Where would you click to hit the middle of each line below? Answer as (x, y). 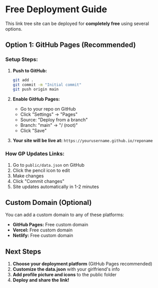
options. (14, 29)
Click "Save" (33, 130)
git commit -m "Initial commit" (47, 85)
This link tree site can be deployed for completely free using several (77, 23)
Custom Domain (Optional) (48, 202)
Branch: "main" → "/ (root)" (49, 125)
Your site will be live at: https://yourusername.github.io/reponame (83, 141)
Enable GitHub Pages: (36, 99)
